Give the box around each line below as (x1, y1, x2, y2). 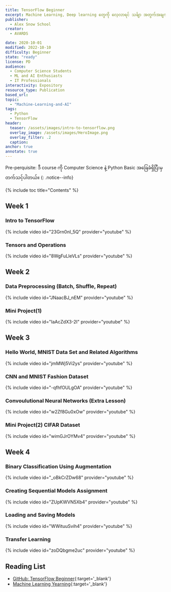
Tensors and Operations (5, 241, 66, 248)
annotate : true (5, 149, 38, 154)
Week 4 (5, 448, 31, 456)
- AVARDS (10, 31, 28, 36)
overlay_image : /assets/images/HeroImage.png (10, 130, 108, 135)
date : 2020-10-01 (5, 40, 42, 46)
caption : (10, 139, 28, 145)
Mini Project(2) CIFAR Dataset (5, 422, 80, 429)
